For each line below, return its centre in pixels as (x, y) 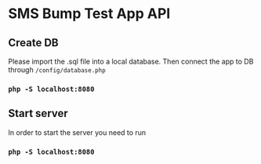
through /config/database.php (57, 70)
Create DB (33, 43)
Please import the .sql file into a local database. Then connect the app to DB (131, 61)
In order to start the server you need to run (77, 132)
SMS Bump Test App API (89, 14)
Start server (38, 113)
